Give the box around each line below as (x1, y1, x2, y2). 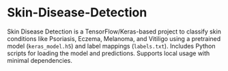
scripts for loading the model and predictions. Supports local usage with (7, 49, 210, 57)
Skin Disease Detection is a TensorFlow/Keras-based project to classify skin (7, 27, 222, 35)
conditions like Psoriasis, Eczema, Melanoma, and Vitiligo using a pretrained (7, 34, 221, 42)
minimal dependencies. (7, 56, 73, 64)
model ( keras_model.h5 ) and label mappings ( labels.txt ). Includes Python (7, 42, 216, 50)
